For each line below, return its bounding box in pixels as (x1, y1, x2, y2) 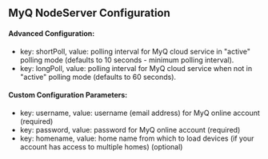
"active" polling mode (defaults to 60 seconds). (19, 72, 177, 81)
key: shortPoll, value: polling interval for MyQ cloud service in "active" (19, 46, 250, 56)
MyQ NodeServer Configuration (8, 6, 170, 20)
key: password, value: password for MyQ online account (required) (19, 125, 241, 134)
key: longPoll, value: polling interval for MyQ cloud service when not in (19, 63, 253, 73)
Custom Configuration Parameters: (8, 90, 128, 100)
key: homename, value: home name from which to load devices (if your (19, 133, 254, 143)
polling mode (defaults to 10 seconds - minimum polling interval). (19, 55, 234, 65)
